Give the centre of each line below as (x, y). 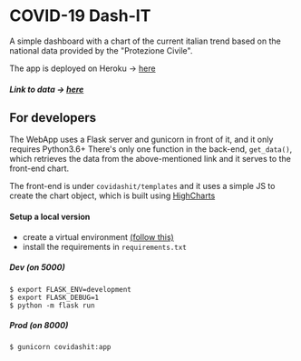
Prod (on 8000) (39, 326)
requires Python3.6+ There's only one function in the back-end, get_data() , (151, 149)
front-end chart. (39, 168)
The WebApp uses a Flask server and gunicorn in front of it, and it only (141, 140)
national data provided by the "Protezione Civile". (101, 50)
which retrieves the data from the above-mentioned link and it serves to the (150, 159)
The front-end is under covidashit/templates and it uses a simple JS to (142, 186)
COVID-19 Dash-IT (80, 16)
